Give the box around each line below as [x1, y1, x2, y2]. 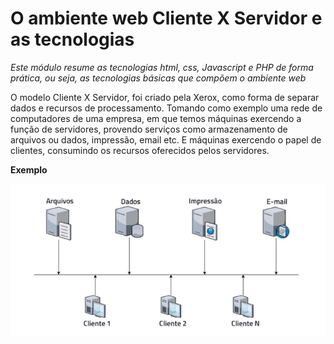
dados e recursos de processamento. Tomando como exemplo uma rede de [10, 102, 323, 114]
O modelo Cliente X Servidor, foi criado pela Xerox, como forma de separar [10, 91, 320, 103]
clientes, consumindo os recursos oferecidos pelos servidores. [10, 144, 270, 156]
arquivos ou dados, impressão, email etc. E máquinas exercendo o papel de [10, 133, 322, 146]
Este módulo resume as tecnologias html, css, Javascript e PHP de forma [10, 61, 314, 73]
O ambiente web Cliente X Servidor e [10, 7, 323, 30]
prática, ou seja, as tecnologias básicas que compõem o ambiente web [10, 72, 307, 84]
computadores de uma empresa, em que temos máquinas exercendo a [10, 112, 302, 124]
